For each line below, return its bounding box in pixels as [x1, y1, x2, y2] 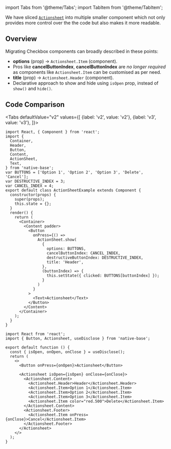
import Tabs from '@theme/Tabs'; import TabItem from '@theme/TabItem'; [5, 5, 163, 10]
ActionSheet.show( [37, 237, 77, 242]
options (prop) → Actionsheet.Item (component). [12, 58, 118, 64]
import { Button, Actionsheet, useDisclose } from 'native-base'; [5, 336, 150, 341]
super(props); [14, 197, 45, 202]
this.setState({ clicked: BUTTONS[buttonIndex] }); [46, 273, 160, 278]
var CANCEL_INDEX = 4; [5, 183, 54, 188]
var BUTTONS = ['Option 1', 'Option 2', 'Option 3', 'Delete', [5, 169, 144, 175]
